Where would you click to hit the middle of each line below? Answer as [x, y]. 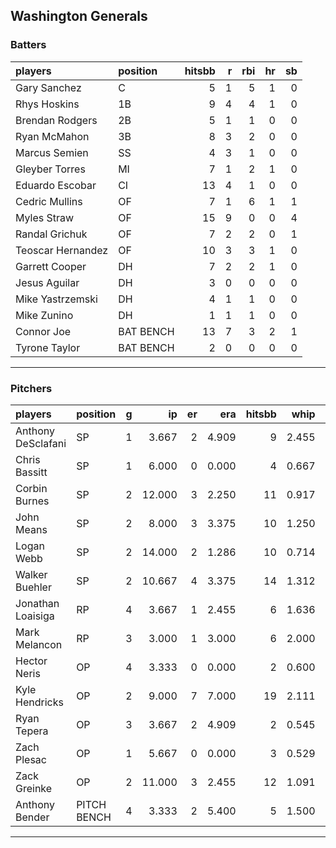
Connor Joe [43, 331]
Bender [32, 817]
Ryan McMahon [52, 136]
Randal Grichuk [51, 234]
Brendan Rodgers [56, 120]
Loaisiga [35, 616]
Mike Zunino [44, 315]
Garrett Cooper [51, 266]
